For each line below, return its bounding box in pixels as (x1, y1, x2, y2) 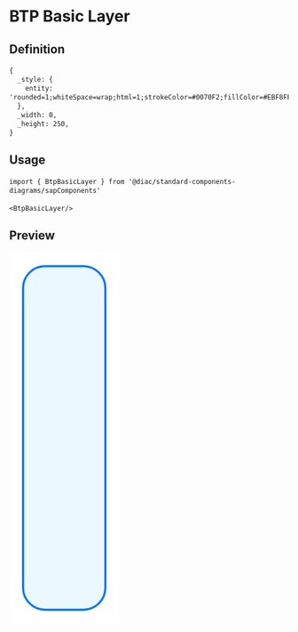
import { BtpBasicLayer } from (9, 177, 125, 186)
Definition (9, 42, 65, 57)
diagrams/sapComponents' (9, 186, 101, 195)
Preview (9, 228, 56, 244)
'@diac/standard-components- (128, 177, 237, 186)
